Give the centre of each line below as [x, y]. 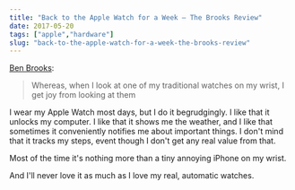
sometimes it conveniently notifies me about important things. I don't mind [147, 132]
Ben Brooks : [32, 68]
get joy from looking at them [83, 95]
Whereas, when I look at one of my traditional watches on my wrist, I [158, 85]
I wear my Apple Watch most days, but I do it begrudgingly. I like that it [140, 112]
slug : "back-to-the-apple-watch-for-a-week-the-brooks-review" [130, 43]
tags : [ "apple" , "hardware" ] [62, 34]
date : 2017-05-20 [42, 26]
